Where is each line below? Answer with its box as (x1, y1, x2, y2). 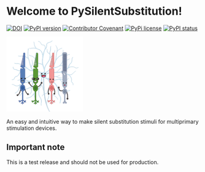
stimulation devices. (6, 124, 57, 132)
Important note (6, 142, 65, 152)
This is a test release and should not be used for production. (6, 158, 159, 166)
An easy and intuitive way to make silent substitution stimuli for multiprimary (6, 118, 199, 125)
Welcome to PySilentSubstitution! (6, 4, 182, 18)
